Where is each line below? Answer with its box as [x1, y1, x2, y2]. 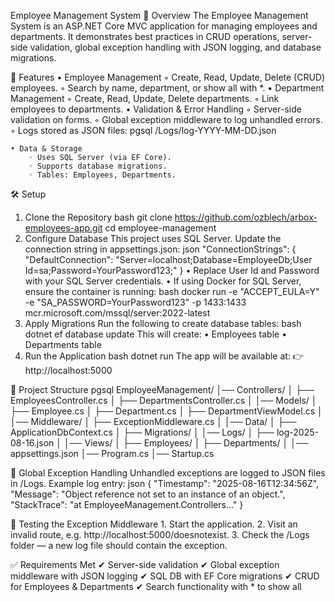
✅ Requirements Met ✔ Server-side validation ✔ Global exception [10, 559, 280, 570]
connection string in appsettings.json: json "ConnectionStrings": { [24, 243, 297, 255]
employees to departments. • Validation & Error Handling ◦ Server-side [10, 103, 302, 115]
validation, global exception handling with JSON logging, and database [29, 41, 322, 53]
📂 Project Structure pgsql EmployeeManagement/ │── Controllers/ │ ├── [10, 384, 315, 395]
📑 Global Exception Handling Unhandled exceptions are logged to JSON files [10, 467, 326, 479]
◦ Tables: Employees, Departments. [28, 170, 177, 180]
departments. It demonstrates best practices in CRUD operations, [10, 31, 280, 42]
